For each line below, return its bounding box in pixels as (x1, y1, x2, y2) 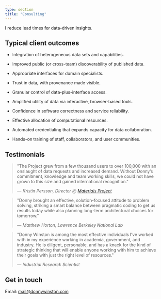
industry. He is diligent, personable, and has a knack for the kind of (16, 242, 151, 248)
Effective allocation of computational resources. (12, 117, 108, 124)
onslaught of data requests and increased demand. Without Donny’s (16, 168, 153, 174)
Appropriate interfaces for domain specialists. (12, 71, 104, 77)
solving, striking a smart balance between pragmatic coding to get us (16, 203, 156, 208)
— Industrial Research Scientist (16, 262, 80, 268)
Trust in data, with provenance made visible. (12, 80, 101, 86)
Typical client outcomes (5, 39, 79, 47)
